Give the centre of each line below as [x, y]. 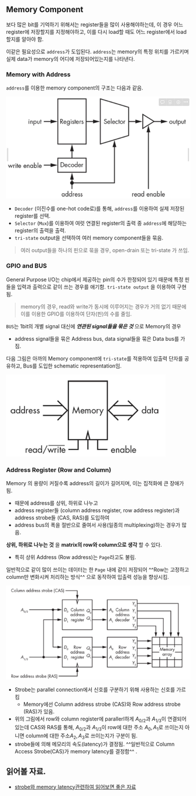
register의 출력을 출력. [40, 231]
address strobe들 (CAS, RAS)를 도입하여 [62, 518]
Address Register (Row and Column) [59, 469]
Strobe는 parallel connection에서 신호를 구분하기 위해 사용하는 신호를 [95, 689]
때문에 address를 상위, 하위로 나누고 [56, 503]
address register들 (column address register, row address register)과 [97, 510]
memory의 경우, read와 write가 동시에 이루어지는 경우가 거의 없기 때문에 [103, 306]
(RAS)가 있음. [39, 712]
